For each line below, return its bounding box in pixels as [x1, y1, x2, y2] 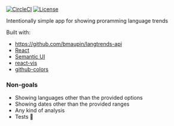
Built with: [6, 29, 31, 36]
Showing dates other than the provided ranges [14, 100, 130, 107]
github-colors [14, 66, 49, 73]
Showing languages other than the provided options [14, 94, 143, 102]
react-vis [14, 60, 38, 66]
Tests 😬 [14, 113, 34, 121]
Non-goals [6, 81, 38, 89]
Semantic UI [14, 53, 45, 60]
